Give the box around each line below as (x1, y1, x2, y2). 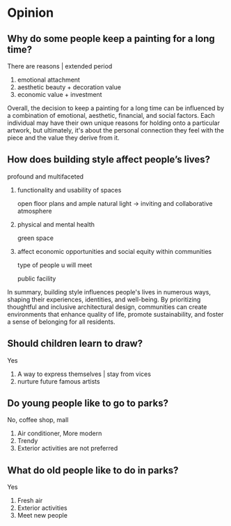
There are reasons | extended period (7, 62, 113, 70)
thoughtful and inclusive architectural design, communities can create (7, 302, 207, 311)
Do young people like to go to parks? (7, 398, 169, 409)
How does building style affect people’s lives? (7, 153, 211, 165)
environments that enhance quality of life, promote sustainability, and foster (7, 310, 224, 318)
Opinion (7, 5, 54, 21)
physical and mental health (17, 220, 95, 228)
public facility (17, 274, 56, 283)
